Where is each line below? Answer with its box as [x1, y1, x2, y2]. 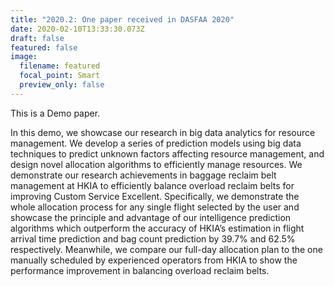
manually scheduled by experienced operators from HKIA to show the [10, 254, 298, 266]
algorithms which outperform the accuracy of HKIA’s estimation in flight [10, 222, 305, 234]
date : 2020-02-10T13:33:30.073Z [10, 24, 145, 34]
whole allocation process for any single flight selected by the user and [10, 201, 300, 213]
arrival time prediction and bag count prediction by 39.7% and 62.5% [10, 232, 296, 245]
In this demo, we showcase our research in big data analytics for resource [10, 126, 316, 138]
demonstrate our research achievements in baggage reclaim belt [10, 169, 277, 181]
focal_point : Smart [19, 71, 101, 81]
